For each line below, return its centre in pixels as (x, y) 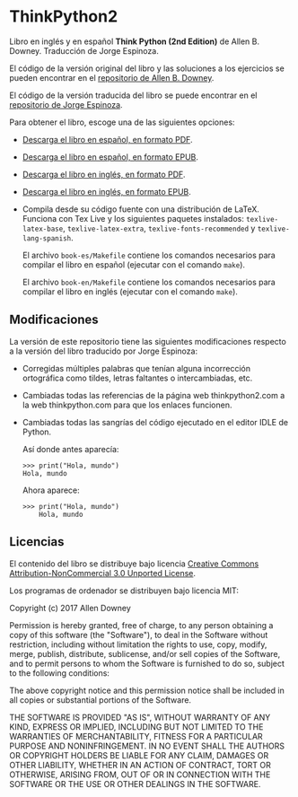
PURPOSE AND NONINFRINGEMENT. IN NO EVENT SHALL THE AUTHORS (147, 746)
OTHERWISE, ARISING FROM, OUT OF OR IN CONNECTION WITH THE (140, 775)
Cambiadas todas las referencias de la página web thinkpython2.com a (153, 395)
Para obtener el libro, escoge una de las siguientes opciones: (122, 122)
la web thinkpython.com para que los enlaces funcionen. (127, 405)
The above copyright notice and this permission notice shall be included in (147, 690)
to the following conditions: (60, 673)
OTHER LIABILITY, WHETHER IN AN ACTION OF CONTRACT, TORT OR (140, 765)
